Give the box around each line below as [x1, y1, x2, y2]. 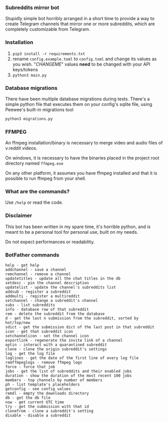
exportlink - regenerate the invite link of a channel [5, 338, 123, 343]
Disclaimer [5, 212, 32, 219]
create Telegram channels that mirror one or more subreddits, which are [5, 21, 155, 27]
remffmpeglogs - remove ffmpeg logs [5, 360, 82, 365]
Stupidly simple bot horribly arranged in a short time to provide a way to [5, 16, 155, 22]
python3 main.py [12, 73, 47, 78]
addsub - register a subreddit [5, 289, 71, 294]
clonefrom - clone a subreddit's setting [5, 408, 94, 413]
